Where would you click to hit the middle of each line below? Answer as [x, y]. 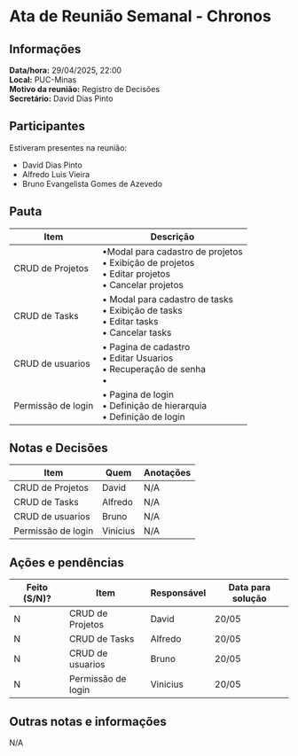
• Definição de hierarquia [154, 405]
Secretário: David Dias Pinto [61, 98]
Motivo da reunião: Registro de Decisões [85, 89]
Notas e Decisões [59, 448]
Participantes [47, 126]
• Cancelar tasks [137, 332]
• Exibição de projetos [148, 262]
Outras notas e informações [88, 721]
